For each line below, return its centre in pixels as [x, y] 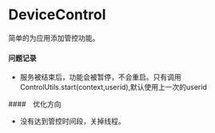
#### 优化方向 [35, 104]
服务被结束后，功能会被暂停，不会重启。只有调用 [100, 77]
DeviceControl [57, 15]
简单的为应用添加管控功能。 [54, 38]
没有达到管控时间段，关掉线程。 [72, 121]
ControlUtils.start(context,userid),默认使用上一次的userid [113, 87]
